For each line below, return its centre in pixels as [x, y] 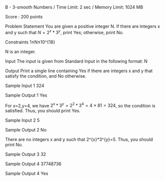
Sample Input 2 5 [22, 120]
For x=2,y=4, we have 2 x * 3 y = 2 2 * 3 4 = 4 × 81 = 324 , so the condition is [80, 105]
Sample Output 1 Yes [26, 95]
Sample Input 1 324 [25, 86]
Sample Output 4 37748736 [33, 164]
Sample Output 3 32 [25, 154]
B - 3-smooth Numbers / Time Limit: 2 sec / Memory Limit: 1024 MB [74, 7]
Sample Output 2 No [26, 130]
